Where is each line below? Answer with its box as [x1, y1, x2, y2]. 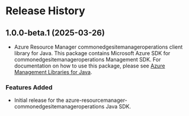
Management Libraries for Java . [14, 69, 92, 75]
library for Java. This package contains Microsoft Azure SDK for [14, 50, 171, 57]
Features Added [5, 83, 53, 91]
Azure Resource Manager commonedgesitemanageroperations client [14, 43, 183, 50]
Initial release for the [14, 96, 65, 104]
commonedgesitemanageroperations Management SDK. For [14, 56, 161, 63]
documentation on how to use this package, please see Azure [14, 62, 165, 69]
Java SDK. [105, 103, 132, 110]
